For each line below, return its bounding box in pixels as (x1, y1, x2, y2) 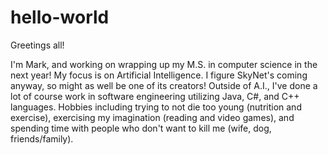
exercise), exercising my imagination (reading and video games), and (10, 111, 295, 123)
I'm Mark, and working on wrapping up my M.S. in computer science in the (10, 58, 318, 70)
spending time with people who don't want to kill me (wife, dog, (10, 122, 272, 134)
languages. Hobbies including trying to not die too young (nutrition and (10, 101, 302, 113)
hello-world (10, 6, 110, 29)
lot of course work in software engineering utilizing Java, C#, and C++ (10, 90, 300, 102)
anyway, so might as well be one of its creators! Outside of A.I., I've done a (10, 79, 318, 91)
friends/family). (10, 132, 74, 145)
